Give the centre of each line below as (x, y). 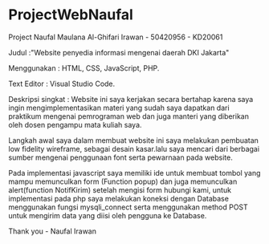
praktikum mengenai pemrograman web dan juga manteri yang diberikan (128, 116)
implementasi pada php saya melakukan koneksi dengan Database (118, 198)
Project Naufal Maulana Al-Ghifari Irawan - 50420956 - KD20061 (116, 37)
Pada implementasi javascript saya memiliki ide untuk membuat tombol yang (134, 173)
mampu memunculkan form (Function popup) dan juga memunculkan (123, 181)
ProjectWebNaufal (71, 15)
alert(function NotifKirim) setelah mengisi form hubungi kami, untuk (120, 189)
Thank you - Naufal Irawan (52, 231)
